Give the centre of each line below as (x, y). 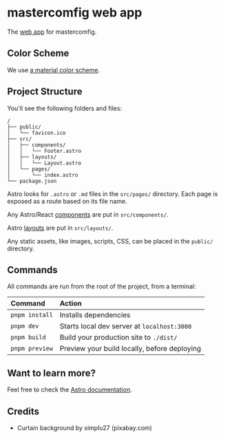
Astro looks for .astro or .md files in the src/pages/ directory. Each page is (112, 193)
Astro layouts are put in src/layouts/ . (60, 228)
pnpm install (32, 315)
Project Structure (45, 92)
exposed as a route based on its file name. (67, 201)
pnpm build (28, 338)
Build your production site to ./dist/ (118, 337)
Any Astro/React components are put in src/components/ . (88, 214)
